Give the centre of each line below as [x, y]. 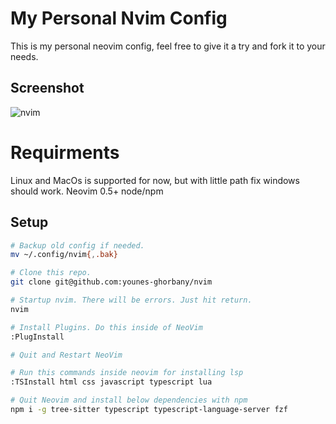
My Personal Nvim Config [119, 18]
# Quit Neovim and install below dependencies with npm [129, 400]
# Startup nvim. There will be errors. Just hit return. [131, 300]
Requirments [65, 152]
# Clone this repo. [51, 273]
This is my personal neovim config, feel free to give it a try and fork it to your [168, 46]
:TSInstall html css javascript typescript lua [111, 382]
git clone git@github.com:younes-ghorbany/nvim [111, 282]
